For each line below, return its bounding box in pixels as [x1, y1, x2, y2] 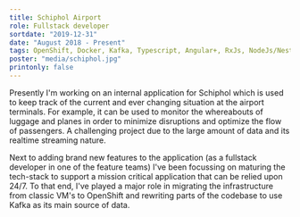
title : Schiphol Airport [9, 13, 102, 22]
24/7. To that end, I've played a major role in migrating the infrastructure [9, 180, 274, 191]
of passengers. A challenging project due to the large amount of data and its [9, 125, 290, 136]
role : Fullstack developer [9, 21, 110, 30]
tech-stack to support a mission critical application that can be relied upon [9, 171, 283, 181]
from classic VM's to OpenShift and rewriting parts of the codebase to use [9, 189, 283, 201]
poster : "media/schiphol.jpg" [9, 54, 122, 63]
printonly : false [9, 63, 74, 72]
